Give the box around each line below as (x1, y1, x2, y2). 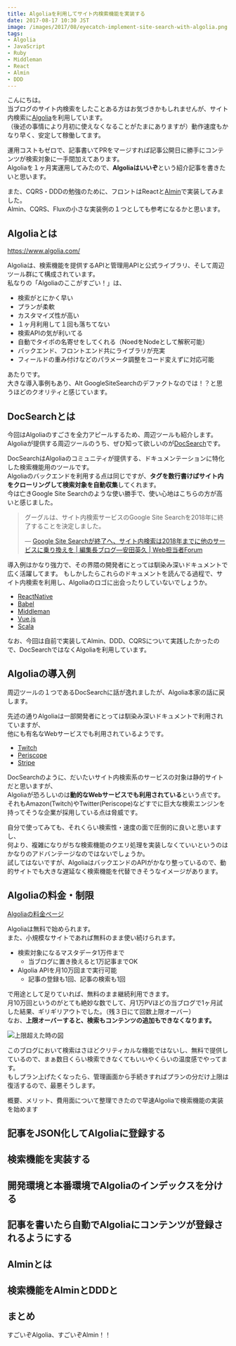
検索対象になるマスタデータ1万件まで (17, 948, 125, 957)
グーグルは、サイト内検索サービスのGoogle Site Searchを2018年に (24, 513, 218, 521)
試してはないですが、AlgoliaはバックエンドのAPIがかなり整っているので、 (7, 858, 221, 866)
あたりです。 (7, 370, 44, 379)
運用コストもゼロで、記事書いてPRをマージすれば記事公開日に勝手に (7, 146, 206, 155)
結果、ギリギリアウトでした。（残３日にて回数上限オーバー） (19, 1007, 195, 1015)
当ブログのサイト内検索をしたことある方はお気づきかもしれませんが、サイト (7, 105, 229, 113)
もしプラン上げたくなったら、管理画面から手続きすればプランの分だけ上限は (7, 1072, 229, 1081)
